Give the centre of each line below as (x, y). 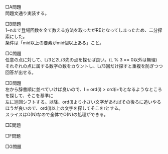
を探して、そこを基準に (29, 96)
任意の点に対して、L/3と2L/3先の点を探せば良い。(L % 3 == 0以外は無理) (81, 60)
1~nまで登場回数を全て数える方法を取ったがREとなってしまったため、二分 (81, 30)
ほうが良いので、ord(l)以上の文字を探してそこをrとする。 (64, 108)
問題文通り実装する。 (27, 13)
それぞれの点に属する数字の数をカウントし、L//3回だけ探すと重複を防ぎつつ (84, 66)
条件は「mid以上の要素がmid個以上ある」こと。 (55, 43)
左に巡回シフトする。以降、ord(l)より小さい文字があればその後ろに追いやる (83, 102)
